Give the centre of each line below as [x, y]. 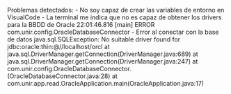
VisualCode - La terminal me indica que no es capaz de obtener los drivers [114, 17]
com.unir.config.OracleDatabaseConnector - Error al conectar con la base [113, 32]
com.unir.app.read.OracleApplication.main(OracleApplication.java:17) [105, 83]
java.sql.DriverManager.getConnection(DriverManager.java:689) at [103, 54]
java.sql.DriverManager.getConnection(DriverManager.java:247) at [103, 61]
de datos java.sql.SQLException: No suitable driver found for [94, 39]
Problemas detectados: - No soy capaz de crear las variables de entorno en [116, 10]
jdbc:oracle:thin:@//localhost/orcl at [58, 47]
